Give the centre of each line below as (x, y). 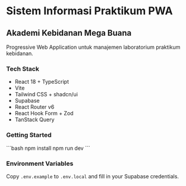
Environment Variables (40, 163)
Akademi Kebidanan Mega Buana (69, 33)
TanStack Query (34, 119)
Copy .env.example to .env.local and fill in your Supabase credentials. (93, 176)
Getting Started (29, 135)
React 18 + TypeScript (42, 82)
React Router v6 (34, 107)
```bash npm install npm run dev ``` (48, 148)
